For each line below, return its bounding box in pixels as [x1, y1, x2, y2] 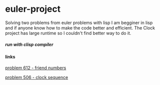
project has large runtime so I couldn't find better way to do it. [5, 30, 131, 36]
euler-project [5, 3, 61, 15]
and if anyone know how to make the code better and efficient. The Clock [5, 25, 155, 30]
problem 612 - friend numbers [5, 65, 66, 71]
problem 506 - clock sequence [5, 74, 68, 80]
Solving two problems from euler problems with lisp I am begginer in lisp [5, 20, 153, 26]
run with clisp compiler [5, 41, 53, 47]
